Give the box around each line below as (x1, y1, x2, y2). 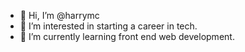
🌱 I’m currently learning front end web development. (19, 31, 235, 42)
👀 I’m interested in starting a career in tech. (19, 20, 198, 32)
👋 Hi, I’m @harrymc (19, 10, 100, 21)
